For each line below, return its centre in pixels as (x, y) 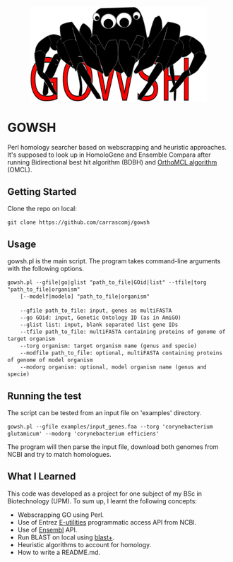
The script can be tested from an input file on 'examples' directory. (104, 413)
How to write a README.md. (59, 552)
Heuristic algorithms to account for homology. (84, 544)
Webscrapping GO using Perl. (61, 515)
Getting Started (42, 192)
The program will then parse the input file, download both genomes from (113, 447)
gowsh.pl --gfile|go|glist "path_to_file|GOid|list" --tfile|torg (107, 282)
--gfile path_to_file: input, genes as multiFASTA (96, 311)
